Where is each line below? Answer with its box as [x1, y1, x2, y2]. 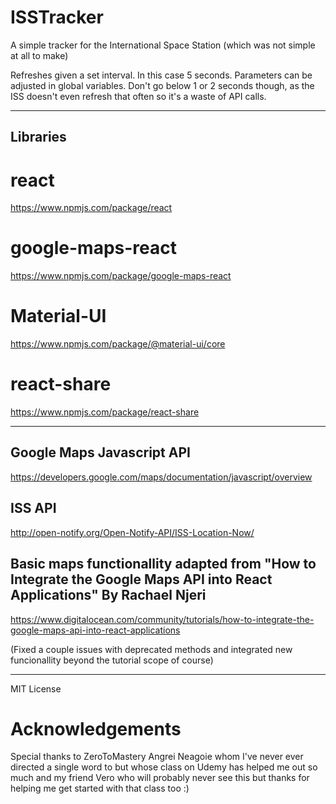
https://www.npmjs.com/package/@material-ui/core [10, 338, 226, 350]
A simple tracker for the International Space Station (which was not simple [10, 39, 316, 51]
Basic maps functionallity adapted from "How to [10, 556, 317, 573]
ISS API [10, 500, 57, 517]
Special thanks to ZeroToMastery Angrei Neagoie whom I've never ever [10, 751, 304, 763]
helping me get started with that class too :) [10, 782, 190, 795]
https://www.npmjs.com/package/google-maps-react [10, 270, 232, 282]
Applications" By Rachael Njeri [10, 587, 207, 604]
